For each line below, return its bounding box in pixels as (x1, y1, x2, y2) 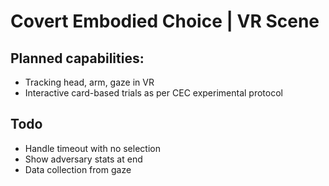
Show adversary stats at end (24, 153, 143, 165)
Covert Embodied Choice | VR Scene (10, 10, 320, 33)
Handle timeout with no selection (24, 142, 161, 154)
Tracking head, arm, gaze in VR (24, 76, 155, 88)
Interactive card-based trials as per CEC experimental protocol (24, 87, 283, 99)
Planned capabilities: (10, 50, 145, 67)
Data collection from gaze (24, 163, 132, 175)
